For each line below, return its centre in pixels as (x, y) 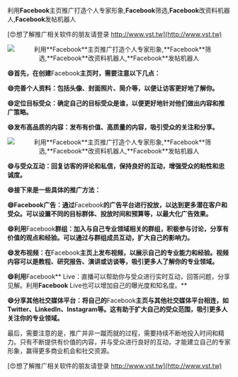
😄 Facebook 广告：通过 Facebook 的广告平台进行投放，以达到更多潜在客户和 (118, 205)
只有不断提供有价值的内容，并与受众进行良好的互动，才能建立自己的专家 (125, 342)
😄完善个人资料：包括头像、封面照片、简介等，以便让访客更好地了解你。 (113, 88)
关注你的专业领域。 (35, 318)
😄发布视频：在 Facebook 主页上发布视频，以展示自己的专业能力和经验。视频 (118, 253)
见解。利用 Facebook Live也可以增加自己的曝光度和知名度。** (97, 285)
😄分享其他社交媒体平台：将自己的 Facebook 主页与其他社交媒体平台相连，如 (118, 300)
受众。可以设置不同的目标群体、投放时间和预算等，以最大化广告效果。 (110, 214)
